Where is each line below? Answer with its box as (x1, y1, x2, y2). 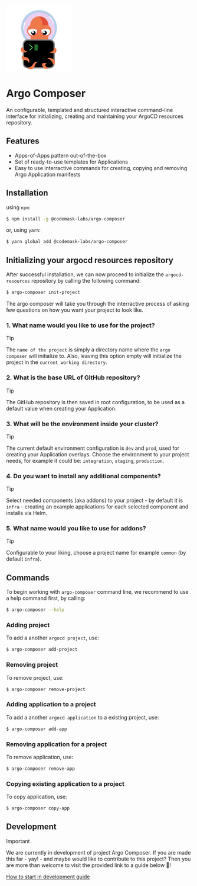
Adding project (6, 621, 50, 629)
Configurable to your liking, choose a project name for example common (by (6, 549, 186, 556)
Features (6, 136, 40, 146)
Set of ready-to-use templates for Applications (14, 158, 129, 165)
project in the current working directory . (6, 359, 107, 366)
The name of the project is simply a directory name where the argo (6, 346, 171, 353)
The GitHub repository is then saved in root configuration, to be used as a (6, 398, 185, 405)
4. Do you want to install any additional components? (6, 472, 161, 480)
